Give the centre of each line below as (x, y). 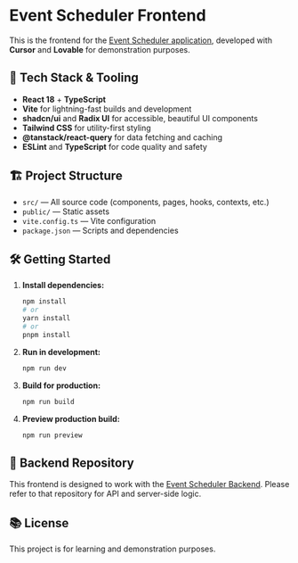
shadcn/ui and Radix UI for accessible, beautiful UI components (140, 118)
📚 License (39, 523)
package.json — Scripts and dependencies (101, 230)
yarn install (46, 319)
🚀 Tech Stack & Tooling (74, 78)
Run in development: (61, 352)
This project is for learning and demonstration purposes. (113, 549)
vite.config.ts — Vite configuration (89, 220)
